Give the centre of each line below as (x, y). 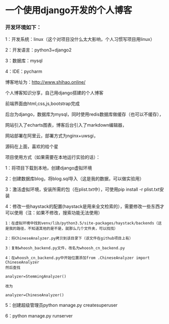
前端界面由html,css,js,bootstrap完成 (42, 103)
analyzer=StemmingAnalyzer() (36, 277)
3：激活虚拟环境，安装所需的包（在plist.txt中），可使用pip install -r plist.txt (82, 189)
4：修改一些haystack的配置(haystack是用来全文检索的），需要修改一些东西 (82, 206)
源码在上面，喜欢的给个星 (32, 146)
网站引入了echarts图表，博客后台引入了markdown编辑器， (66, 125)
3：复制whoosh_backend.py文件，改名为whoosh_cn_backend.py (65, 248)
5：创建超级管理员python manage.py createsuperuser (61, 305)
